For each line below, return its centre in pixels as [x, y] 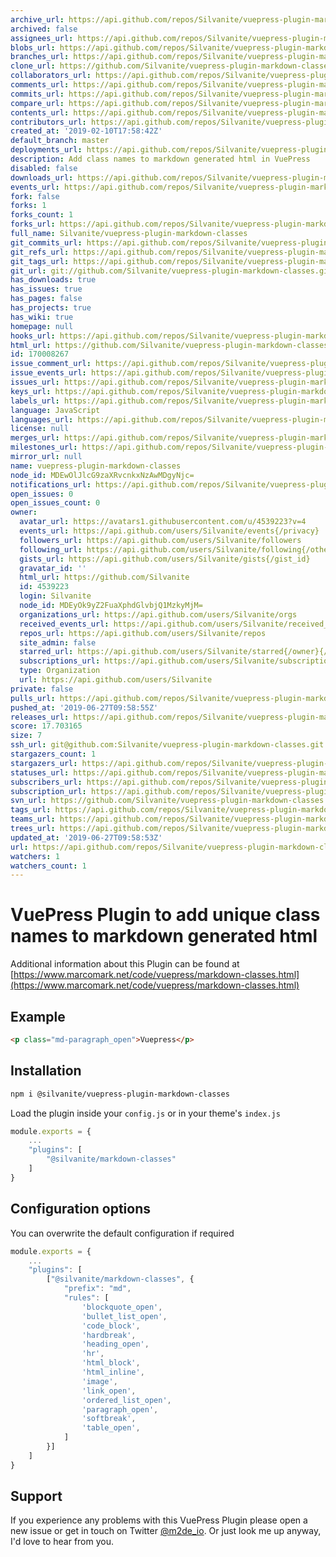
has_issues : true [46, 289]
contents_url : [40, 112]
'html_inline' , [113, 1372]
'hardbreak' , [109, 1335]
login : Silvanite [55, 596]
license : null [40, 429]
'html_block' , [111, 1363]
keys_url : [31, 391]
